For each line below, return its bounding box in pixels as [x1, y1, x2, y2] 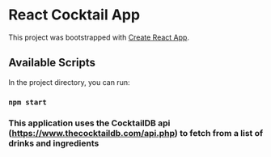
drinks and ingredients [8, 138, 100, 149]
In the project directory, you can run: [8, 77, 130, 87]
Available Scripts [8, 56, 95, 70]
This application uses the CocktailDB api [8, 117, 171, 129]
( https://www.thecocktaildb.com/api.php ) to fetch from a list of [8, 127, 264, 138]
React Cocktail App [8, 6, 140, 24]
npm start [8, 97, 47, 107]
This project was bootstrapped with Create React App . [8, 32, 190, 42]
